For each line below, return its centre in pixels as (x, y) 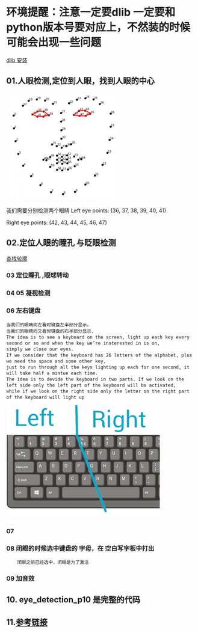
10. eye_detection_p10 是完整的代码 (73, 600)
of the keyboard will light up (45, 397)
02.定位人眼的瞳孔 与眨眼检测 (61, 243)
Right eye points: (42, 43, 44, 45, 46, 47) (57, 222)
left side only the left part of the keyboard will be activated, (91, 385)
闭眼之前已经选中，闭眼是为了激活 (53, 562)
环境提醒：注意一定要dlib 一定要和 (91, 12)
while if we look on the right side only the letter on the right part (98, 391)
